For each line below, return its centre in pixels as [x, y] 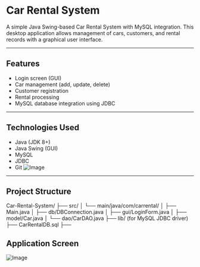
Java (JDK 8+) [32, 142]
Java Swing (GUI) [36, 148]
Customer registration [42, 90]
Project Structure [39, 191]
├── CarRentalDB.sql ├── [39, 225]
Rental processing [37, 97]
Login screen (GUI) [38, 78]
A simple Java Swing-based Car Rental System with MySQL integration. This [100, 27]
